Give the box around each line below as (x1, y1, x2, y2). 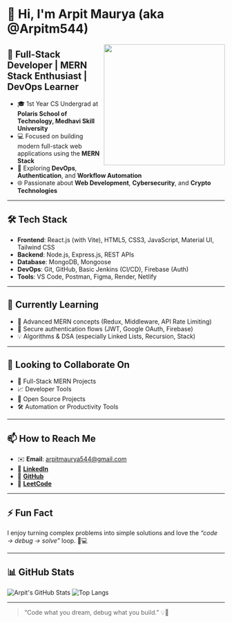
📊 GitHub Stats (7, 566, 75, 578)
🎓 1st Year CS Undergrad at (17, 100, 99, 108)
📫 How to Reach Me (7, 432, 96, 445)
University (17, 124, 48, 132)
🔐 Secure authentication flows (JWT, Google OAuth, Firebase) (17, 324, 193, 333)
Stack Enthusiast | (7, 70, 88, 82)
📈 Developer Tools (17, 385, 72, 393)
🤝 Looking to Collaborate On (7, 359, 130, 371)
